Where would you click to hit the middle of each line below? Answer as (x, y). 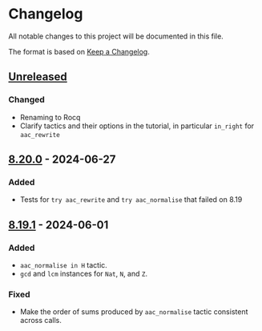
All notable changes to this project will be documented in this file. (116, 36)
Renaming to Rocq (50, 117)
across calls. (41, 321)
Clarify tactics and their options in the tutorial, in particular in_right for (137, 126)
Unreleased (38, 77)
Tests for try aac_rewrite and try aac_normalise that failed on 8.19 (131, 200)
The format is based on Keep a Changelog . (79, 51)
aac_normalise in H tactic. (64, 265)
